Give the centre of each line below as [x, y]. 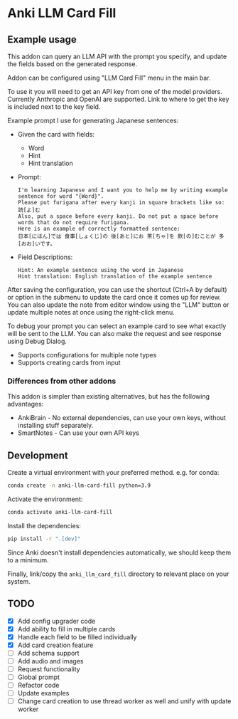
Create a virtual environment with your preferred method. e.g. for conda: [113, 473]
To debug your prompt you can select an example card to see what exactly [117, 326]
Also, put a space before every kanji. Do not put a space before [118, 216]
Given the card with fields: [56, 134]
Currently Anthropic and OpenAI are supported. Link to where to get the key [118, 99]
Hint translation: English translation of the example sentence [115, 276]
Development [38, 455]
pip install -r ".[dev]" [44, 539]
